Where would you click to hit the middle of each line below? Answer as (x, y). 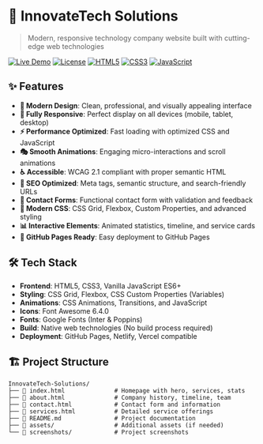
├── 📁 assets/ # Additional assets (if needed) (116, 426)
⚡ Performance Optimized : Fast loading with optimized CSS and (125, 131)
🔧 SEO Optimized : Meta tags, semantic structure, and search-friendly (133, 183)
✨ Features (36, 87)
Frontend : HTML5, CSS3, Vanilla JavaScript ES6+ (100, 286)
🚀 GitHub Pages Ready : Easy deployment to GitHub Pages (115, 237)
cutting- (237, 38)
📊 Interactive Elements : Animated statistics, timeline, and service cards (137, 225)
